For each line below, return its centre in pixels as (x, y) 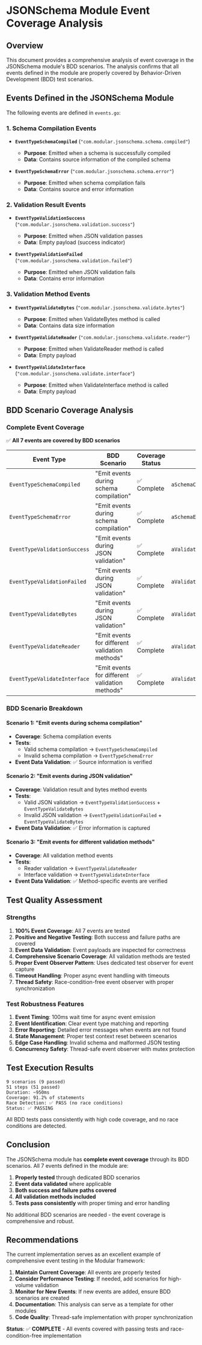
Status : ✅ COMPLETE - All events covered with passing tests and (88, 1329)
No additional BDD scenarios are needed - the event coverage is (86, 1214)
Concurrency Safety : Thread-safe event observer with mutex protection (105, 1049)
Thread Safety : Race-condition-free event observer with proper (94, 982)
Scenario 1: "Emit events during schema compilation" (74, 723)
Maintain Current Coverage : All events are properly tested (88, 1273)
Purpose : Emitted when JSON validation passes (83, 236)
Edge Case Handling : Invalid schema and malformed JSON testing (97, 1042)
